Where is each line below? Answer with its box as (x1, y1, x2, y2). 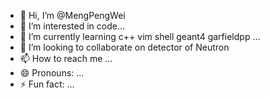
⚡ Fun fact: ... (19, 78, 75, 90)
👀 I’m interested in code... (19, 20, 126, 32)
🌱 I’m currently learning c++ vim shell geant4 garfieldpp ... (19, 31, 261, 42)
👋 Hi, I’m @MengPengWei (19, 10, 126, 21)
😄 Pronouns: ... (19, 67, 85, 79)
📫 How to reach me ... (19, 53, 113, 64)
